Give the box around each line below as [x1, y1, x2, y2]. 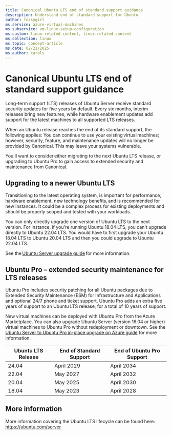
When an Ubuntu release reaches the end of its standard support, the [5, 127, 152, 133]
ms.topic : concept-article [5, 41, 63, 46]
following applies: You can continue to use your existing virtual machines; [5, 132, 160, 139]
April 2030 [110, 379, 137, 386]
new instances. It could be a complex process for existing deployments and [5, 203, 165, 209]
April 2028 [110, 387, 137, 394]
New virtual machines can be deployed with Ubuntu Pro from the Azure [5, 313, 155, 320]
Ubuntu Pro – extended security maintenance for [5, 265, 164, 274]
